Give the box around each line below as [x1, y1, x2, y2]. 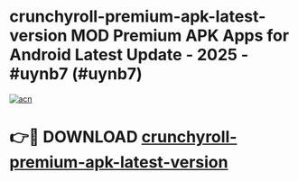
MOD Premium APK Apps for [70, 25, 290, 46]
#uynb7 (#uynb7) [9, 64, 143, 85]
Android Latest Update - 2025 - [9, 45, 249, 65]
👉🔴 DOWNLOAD [9, 127, 138, 148]
